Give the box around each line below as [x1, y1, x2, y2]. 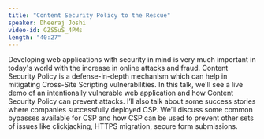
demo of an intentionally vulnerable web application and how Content [8, 88, 234, 98]
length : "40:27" [8, 33, 61, 42]
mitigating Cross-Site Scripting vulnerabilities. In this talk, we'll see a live [8, 80, 244, 90]
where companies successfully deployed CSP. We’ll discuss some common [8, 105, 254, 115]
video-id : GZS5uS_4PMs [8, 26, 83, 34]
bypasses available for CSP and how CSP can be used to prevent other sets [8, 113, 255, 123]
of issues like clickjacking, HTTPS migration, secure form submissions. [8, 122, 238, 131]
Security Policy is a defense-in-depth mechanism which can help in [8, 71, 228, 81]
